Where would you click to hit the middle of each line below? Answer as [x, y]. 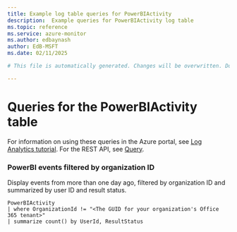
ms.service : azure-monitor [47, 33]
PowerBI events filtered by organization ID [81, 167]
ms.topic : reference [38, 27]
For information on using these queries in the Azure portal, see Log [105, 141]
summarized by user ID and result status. [67, 190]
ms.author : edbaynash [39, 40]
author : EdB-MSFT [33, 47]
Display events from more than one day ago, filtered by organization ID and [116, 182]
